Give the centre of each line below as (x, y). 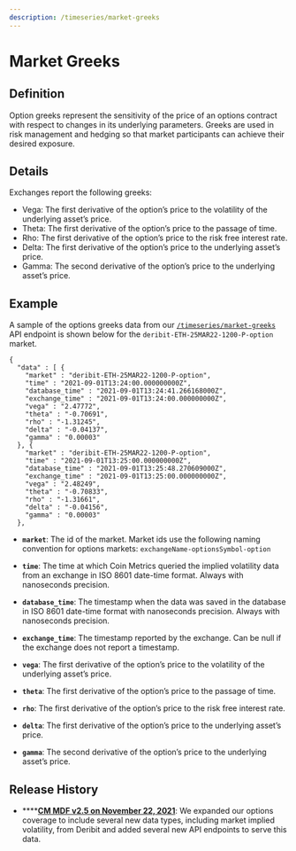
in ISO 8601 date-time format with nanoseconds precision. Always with (151, 612)
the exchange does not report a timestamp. (100, 647)
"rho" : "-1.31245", (63, 422)
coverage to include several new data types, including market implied (148, 820)
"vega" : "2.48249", (63, 484)
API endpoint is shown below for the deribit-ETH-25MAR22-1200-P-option (141, 334)
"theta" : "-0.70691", (67, 414)
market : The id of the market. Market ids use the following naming (141, 539)
